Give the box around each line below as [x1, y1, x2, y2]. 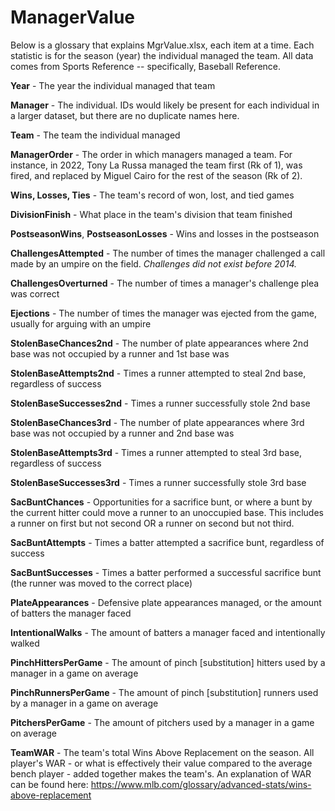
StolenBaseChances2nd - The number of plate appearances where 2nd [10, 337, 309, 349]
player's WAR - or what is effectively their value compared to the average [10, 757, 313, 769]
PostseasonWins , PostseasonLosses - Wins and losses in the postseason [10, 227, 320, 240]
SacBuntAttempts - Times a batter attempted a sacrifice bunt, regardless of [10, 536, 325, 548]
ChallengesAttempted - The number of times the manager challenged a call [10, 247, 326, 259]
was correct [10, 287, 60, 300]
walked [10, 637, 40, 649]
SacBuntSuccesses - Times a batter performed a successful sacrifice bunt [10, 566, 322, 578]
